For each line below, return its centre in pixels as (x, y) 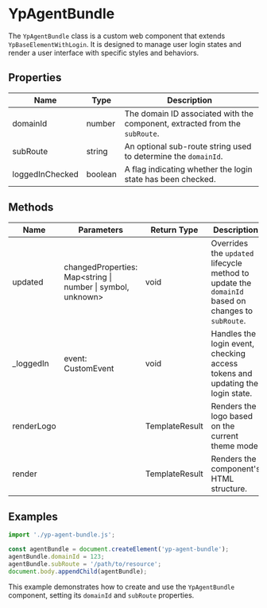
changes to (232, 311)
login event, (233, 343)
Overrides (230, 243)
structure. (229, 488)
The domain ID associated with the (189, 114)
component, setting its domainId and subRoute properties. (101, 595)
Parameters (101, 230)
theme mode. (236, 446)
